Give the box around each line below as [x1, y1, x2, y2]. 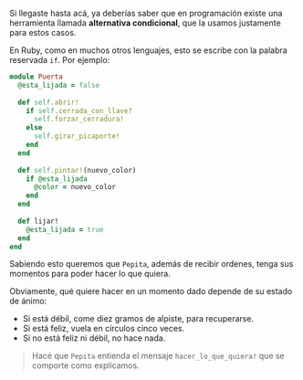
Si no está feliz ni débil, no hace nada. [22, 332, 166, 343]
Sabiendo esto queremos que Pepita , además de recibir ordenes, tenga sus [9, 259, 294, 269]
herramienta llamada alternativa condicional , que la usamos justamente [9, 17, 281, 28]
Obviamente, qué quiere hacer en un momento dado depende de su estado [9, 286, 293, 297]
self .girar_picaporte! [33, 132, 120, 141]
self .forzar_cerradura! [33, 114, 125, 124]
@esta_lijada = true [26, 225, 104, 234]
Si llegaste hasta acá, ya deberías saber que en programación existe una [9, 8, 283, 18]
